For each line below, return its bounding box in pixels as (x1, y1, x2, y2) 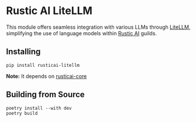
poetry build (6, 110, 38, 116)
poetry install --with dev (6, 105, 72, 111)
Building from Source (6, 90, 85, 100)
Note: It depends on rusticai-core (6, 72, 87, 80)
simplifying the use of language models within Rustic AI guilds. (6, 29, 157, 36)
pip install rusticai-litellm (6, 62, 80, 68)
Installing (6, 47, 41, 57)
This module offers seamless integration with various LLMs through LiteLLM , (6, 23, 191, 30)
